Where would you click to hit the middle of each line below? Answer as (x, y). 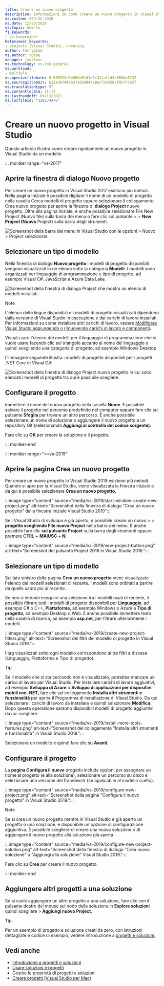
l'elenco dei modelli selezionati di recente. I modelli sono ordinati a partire (79, 583)
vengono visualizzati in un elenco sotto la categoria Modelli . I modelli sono (80, 268)
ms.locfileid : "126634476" (32, 101)
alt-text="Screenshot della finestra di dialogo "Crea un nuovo (93, 506)
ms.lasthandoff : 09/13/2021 (34, 96)
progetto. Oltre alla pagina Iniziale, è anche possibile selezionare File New (79, 211)
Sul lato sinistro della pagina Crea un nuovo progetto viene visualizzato (77, 578)
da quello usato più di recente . (36, 588)
